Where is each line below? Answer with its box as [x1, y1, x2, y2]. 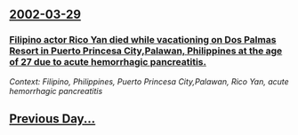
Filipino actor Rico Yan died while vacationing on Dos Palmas [9, 34, 277, 46]
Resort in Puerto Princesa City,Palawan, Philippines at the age [9, 44, 283, 57]
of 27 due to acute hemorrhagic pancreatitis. [9, 56, 207, 68]
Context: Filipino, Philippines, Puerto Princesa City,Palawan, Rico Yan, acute [9, 75, 289, 87]
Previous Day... [9, 111, 96, 127]
